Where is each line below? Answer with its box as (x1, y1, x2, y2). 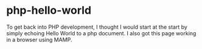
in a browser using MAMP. (6, 36, 72, 43)
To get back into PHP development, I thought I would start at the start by (6, 23, 187, 30)
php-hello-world (6, 4, 92, 17)
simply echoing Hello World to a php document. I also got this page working (6, 29, 197, 36)
